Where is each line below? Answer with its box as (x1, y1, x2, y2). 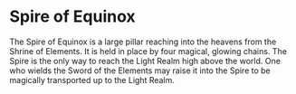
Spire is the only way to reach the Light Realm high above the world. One (9, 55, 281, 66)
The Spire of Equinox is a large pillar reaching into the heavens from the (9, 36, 277, 47)
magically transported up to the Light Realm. (9, 74, 175, 85)
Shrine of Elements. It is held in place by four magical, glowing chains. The (9, 45, 288, 56)
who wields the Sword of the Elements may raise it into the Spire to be (9, 65, 271, 76)
